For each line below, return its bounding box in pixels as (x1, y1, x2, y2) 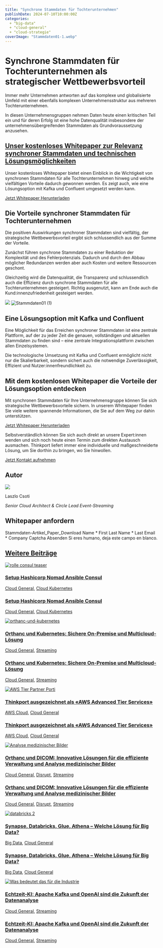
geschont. (5, 265, 25, 271)
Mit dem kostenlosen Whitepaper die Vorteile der (5, 377, 157, 385)
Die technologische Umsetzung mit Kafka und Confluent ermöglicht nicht (5, 352, 152, 358)
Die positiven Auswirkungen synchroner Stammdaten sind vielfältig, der (5, 230, 149, 236)
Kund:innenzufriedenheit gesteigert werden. (5, 290, 94, 296)
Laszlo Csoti (5, 493, 30, 499)
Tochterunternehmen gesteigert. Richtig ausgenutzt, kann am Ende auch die (5, 285, 158, 291)
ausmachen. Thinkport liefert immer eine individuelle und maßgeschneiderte (5, 442, 158, 448)
